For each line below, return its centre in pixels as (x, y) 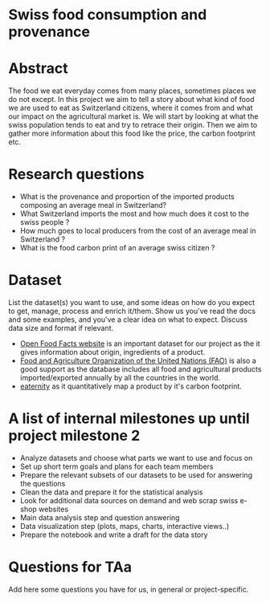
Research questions (76, 175)
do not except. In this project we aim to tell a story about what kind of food (131, 100)
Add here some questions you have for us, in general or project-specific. (129, 589)
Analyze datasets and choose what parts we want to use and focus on (136, 458)
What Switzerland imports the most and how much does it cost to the (134, 214)
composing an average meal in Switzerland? (93, 205)
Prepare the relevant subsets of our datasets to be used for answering (136, 474)
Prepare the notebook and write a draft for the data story (114, 535)
